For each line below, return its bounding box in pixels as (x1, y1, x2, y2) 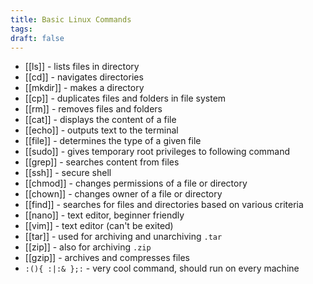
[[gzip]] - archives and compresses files (24, 252, 191, 264)
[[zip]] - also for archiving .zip (24, 241, 152, 253)
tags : (10, 24, 33, 34)
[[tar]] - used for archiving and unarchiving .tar (24, 231, 223, 243)
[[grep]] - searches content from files (24, 156, 180, 168)
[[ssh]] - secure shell (24, 167, 112, 179)
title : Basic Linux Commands (10, 14, 132, 25)
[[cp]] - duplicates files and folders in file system (24, 92, 227, 105)
